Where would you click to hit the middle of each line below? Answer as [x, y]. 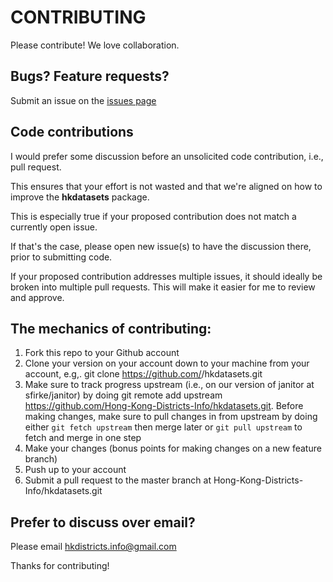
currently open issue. [54, 227]
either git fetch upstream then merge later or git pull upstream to [163, 427]
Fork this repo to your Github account [102, 353]
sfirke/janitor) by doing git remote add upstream [123, 395]
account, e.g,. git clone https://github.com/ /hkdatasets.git [143, 374]
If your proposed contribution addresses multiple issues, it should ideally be [166, 276]
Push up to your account [75, 470]
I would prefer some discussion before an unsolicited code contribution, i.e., [167, 156]
